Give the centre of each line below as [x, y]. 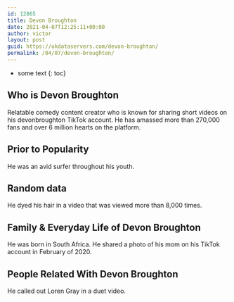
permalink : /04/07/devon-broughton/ [61, 54]
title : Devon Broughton [42, 20]
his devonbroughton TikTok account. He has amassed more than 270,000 [113, 120]
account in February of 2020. [50, 252]
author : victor [30, 33]
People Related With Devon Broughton [93, 274]
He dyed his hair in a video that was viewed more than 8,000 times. [105, 206]
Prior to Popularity [48, 150]
